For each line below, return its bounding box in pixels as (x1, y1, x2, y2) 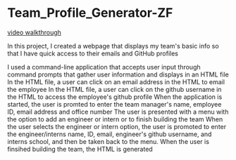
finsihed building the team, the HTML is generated (7, 145, 153, 153)
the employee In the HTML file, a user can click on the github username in (7, 85, 222, 93)
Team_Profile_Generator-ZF (7, 5, 173, 21)
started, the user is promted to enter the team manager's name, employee (7, 100, 222, 108)
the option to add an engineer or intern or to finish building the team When (7, 114, 223, 124)
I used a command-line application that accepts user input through (7, 62, 201, 71)
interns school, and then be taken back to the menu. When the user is (7, 137, 210, 145)
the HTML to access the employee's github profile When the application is (7, 93, 223, 101)
